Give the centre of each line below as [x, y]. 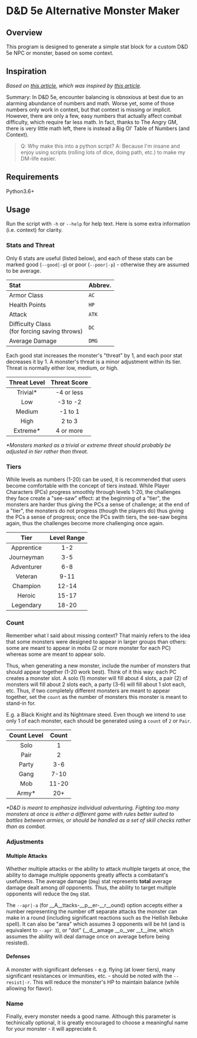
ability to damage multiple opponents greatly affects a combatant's [87, 875]
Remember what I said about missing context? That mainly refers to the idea [98, 636]
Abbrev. [100, 285]
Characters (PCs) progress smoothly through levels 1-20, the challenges [94, 492]
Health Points [28, 304]
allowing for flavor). [30, 988]
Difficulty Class [30, 324]
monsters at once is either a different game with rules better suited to [90, 814]
